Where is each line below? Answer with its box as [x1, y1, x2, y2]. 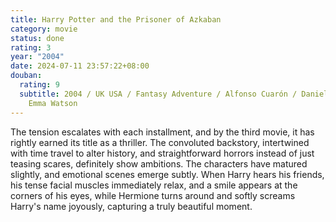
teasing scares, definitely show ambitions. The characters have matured [10, 157, 308, 170]
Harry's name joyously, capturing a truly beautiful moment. [10, 200, 253, 212]
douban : [10, 71, 43, 81]
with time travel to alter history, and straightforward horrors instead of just [10, 147, 315, 159]
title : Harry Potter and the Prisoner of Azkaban [10, 14, 222, 25]
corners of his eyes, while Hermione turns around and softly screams [10, 189, 296, 201]
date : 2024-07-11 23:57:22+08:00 [10, 61, 150, 71]
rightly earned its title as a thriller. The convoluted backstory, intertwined [10, 136, 310, 148]
